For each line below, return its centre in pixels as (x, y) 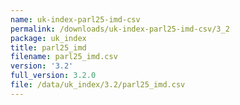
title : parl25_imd (48, 47)
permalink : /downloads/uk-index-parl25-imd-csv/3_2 (120, 29)
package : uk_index (48, 38)
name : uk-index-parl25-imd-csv (75, 19)
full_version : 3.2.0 (53, 76)
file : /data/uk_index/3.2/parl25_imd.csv (98, 85)
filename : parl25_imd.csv (64, 57)
